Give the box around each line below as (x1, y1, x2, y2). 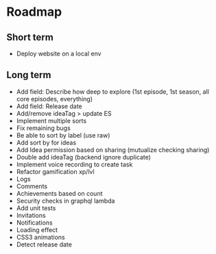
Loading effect (16, 225, 58, 233)
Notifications (16, 218, 53, 227)
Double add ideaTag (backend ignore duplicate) (16, 153, 152, 161)
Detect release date (16, 240, 73, 249)
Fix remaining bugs (16, 124, 71, 132)
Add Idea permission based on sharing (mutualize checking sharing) (16, 145, 210, 154)
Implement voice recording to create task (16, 160, 133, 168)
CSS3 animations (16, 233, 66, 241)
